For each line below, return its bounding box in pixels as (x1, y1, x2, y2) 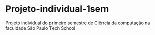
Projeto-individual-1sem (5, 3, 109, 15)
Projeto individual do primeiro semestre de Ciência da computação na (5, 20, 150, 26)
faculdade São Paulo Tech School (5, 25, 76, 31)
